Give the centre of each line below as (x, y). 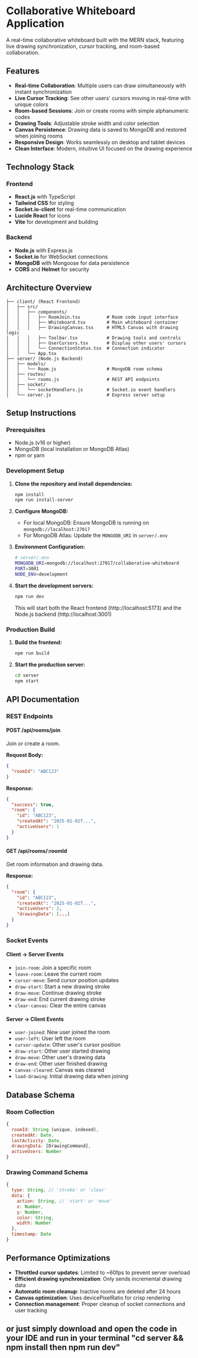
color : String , (35, 1218)
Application (35, 23)
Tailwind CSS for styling (44, 203)
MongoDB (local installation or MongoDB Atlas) (72, 449)
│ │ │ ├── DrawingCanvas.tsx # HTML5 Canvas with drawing (92, 327)
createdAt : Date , (33, 1135)
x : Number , (30, 1207)
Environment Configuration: (50, 547)
